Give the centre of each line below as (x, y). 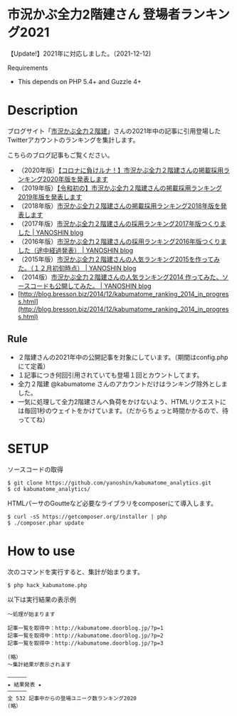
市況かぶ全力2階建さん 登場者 (94, 15)
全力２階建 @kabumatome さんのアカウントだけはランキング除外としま (122, 384)
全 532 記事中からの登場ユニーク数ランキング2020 (72, 698)
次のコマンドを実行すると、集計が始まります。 (76, 571)
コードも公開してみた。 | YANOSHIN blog (91, 286)
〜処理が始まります (31, 614)
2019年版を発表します (50, 197)
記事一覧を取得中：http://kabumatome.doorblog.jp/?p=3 (85, 643)
